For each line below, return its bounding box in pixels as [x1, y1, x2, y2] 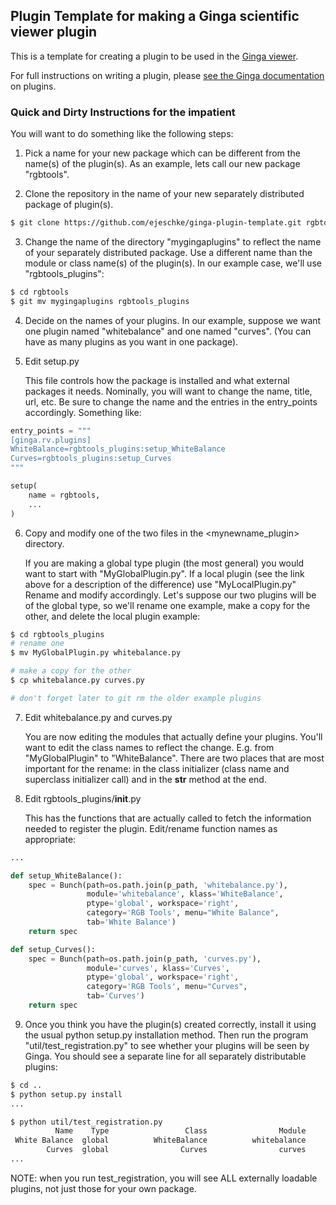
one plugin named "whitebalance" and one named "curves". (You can [24, 325, 312, 337]
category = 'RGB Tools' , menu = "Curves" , [86, 982, 248, 992]
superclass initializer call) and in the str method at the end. [24, 773, 267, 785]
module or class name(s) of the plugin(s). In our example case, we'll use [24, 257, 322, 269]
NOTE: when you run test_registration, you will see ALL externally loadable [10, 1172, 318, 1184]
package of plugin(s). [24, 199, 114, 211]
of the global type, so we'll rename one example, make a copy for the [24, 599, 311, 611]
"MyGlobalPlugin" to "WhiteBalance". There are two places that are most [24, 752, 325, 764]
